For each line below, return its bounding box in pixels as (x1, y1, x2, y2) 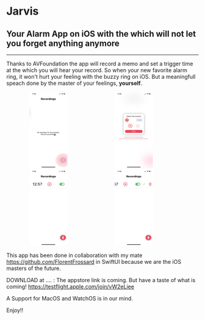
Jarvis (6, 4, 39, 18)
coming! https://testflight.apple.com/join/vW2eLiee (6, 283, 134, 290)
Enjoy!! (6, 307, 24, 314)
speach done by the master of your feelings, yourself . (6, 79, 142, 87)
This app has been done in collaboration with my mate (6, 252, 143, 259)
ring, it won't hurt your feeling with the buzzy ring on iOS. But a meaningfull (6, 73, 196, 80)
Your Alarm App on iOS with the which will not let (6, 29, 196, 39)
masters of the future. (6, 264, 61, 272)
